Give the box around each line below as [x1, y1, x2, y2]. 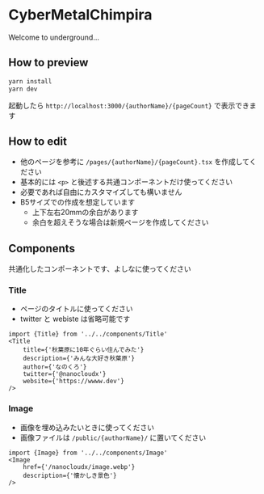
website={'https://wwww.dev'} [23, 378, 125, 386]
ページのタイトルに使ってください [19, 304, 133, 314]
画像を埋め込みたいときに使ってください [19, 422, 155, 432]
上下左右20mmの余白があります [31, 208, 139, 217]
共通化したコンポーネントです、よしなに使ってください [8, 264, 191, 274]
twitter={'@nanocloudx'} [23, 370, 107, 378]
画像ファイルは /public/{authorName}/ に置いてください [19, 433, 207, 442]
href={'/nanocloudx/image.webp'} [23, 462, 136, 471]
